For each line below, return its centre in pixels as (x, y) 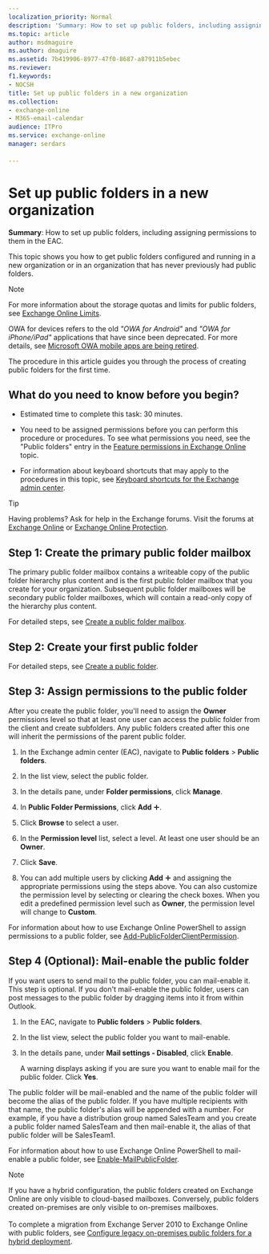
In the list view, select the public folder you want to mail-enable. (125, 1037)
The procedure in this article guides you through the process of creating (127, 361)
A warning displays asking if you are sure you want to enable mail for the (140, 1068)
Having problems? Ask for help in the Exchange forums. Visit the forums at (131, 519)
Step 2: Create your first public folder (103, 647)
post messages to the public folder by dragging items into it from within (126, 997)
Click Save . (39, 862)
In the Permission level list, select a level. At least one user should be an (140, 838)
